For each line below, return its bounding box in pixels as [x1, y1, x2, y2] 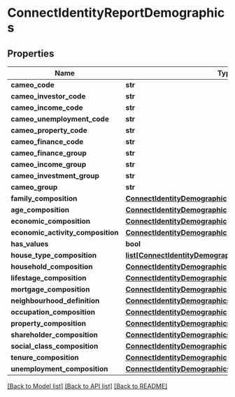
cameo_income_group [10, 159, 87, 169]
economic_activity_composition [10, 228, 119, 237]
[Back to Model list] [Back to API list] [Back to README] [7, 382, 168, 390]
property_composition [10, 319, 86, 328]
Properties [7, 48, 55, 59]
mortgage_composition [10, 284, 90, 294]
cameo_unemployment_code [10, 114, 110, 124]
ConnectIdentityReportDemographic [7, 5, 225, 21]
